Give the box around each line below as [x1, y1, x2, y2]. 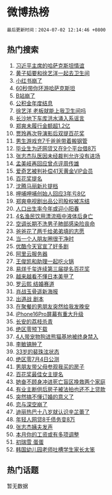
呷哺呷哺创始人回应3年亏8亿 [15, 190, 86, 197]
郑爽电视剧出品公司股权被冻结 [15, 197, 90, 205]
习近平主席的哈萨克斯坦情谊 [15, 61, 85, 69]
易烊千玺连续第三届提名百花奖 [15, 265, 90, 272]
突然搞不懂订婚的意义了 [15, 393, 74, 400]
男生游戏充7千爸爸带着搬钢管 [15, 137, 88, 145]
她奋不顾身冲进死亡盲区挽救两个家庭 [15, 378, 106, 385]
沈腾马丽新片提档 [15, 182, 58, 190]
